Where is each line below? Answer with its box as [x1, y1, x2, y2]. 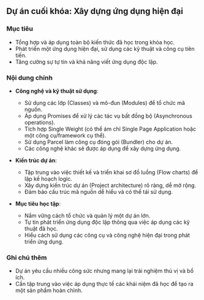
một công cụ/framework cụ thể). [24, 131, 107, 139]
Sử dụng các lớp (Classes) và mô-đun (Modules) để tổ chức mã [24, 99, 186, 106]
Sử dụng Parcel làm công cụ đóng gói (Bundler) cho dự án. [24, 138, 173, 145]
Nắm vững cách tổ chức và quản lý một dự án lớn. [24, 212, 151, 219]
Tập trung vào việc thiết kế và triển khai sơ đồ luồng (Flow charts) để [24, 168, 198, 175]
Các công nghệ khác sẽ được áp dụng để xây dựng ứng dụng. [24, 145, 181, 152]
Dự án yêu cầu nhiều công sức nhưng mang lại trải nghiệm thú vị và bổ [15, 267, 194, 275]
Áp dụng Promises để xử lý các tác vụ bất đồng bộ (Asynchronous [24, 112, 193, 120]
